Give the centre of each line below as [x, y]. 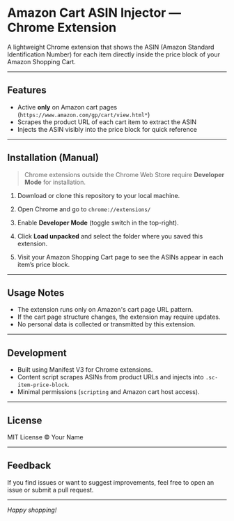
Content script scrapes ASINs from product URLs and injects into [110, 377]
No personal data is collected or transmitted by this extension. [107, 324]
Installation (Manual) [53, 158]
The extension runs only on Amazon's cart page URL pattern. [105, 310]
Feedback [29, 466]
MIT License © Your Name [45, 437]
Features [27, 90]
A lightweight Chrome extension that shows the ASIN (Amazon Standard [111, 47]
